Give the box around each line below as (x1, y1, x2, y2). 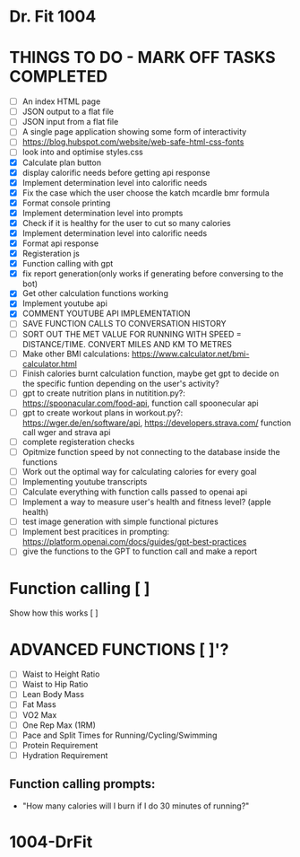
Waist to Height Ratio (21, 669, 100, 679)
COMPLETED (9, 66, 108, 87)
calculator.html (21, 358, 78, 369)
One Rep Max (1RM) (21, 720, 96, 730)
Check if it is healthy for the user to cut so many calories (21, 217, 231, 228)
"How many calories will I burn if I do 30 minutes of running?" (21, 800, 250, 811)
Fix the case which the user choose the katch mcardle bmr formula (21, 187, 270, 198)
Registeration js (21, 249, 81, 259)
